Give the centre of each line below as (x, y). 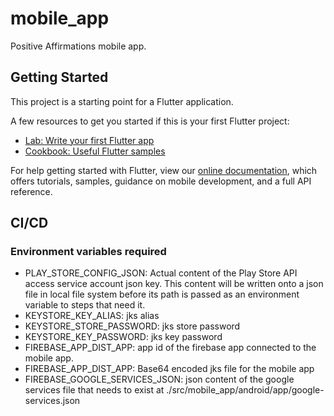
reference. (31, 191)
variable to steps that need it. (85, 305)
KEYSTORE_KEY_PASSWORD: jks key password (123, 337)
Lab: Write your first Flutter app (89, 140)
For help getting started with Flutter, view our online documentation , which (164, 170)
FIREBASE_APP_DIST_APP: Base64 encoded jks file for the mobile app (169, 369)
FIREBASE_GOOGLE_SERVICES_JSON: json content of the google (159, 379)
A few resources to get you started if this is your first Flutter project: (150, 121)
